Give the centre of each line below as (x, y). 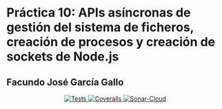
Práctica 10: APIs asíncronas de (99, 13)
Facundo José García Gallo (65, 82)
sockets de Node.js (63, 57)
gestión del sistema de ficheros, (100, 27)
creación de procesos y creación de (111, 42)
